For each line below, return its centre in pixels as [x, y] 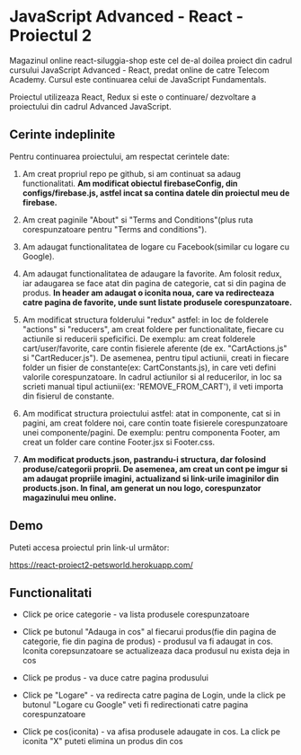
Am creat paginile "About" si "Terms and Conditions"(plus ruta [137, 219]
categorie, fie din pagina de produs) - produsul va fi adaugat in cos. [148, 641]
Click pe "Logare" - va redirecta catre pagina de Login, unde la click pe [154, 695]
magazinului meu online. [69, 497]
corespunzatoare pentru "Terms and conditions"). [115, 229]
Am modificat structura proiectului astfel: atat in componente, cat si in [151, 413]
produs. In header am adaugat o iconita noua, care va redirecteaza [148, 293]
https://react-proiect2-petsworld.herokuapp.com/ [101, 565]
